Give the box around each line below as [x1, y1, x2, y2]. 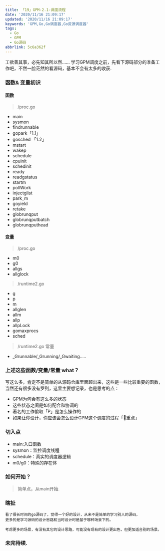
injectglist [12, 190, 32, 196]
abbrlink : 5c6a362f [5, 45, 46, 50]
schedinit [12, 163, 31, 169]
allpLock [12, 322, 30, 328]
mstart [12, 142, 26, 148]
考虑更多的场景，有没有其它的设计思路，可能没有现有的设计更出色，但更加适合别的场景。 [5, 527, 161, 532]
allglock [12, 271, 29, 277]
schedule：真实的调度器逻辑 [12, 453, 71, 459]
